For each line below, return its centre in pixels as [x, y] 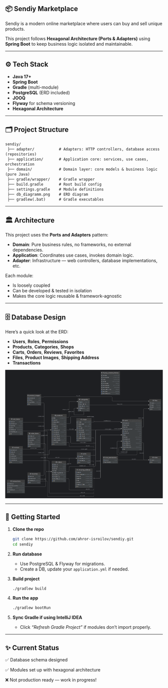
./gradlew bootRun [31, 608]
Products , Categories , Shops [43, 347]
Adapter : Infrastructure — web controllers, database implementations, [85, 261]
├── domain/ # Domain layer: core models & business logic [82, 169]
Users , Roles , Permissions [40, 341]
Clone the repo [28, 529]
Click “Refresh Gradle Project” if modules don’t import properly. [85, 627]
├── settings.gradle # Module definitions [55, 190]
